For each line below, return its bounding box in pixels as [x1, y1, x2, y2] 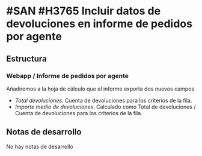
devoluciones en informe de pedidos [6, 17, 192, 31]
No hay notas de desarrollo [6, 143, 73, 150]
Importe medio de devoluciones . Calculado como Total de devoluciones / [14, 103, 196, 110]
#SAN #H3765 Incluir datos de [6, 4, 161, 18]
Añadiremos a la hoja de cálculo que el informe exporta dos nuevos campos [6, 85, 195, 92]
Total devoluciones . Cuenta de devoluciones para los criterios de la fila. [14, 97, 192, 104]
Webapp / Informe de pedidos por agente [6, 71, 129, 80]
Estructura [6, 53, 47, 64]
